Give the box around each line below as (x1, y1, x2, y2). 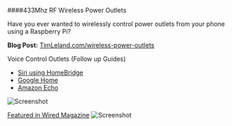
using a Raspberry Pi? (7, 28, 71, 35)
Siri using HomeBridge (17, 69, 83, 76)
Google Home (17, 76, 59, 84)
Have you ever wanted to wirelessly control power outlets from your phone (7, 20, 225, 28)
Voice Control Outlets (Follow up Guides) (7, 55, 126, 63)
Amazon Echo (17, 84, 59, 91)
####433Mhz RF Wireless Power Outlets (7, 6, 127, 14)
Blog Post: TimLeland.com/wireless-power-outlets (7, 41, 155, 49)
